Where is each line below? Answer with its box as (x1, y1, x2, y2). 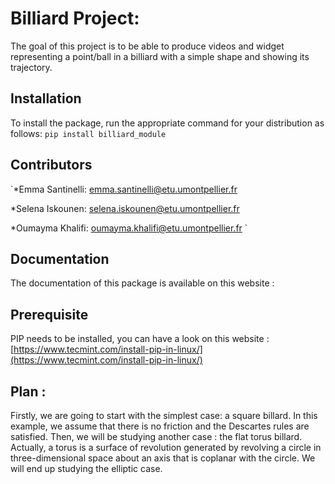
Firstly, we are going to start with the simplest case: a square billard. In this (10, 410, 318, 421)
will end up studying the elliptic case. (10, 463, 163, 474)
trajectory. (10, 61, 53, 73)
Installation (10, 90, 82, 107)
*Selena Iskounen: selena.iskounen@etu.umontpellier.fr (10, 202, 240, 214)
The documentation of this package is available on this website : (10, 277, 275, 289)
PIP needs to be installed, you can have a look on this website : (10, 333, 270, 345)
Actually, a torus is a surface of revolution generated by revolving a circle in (10, 442, 322, 453)
